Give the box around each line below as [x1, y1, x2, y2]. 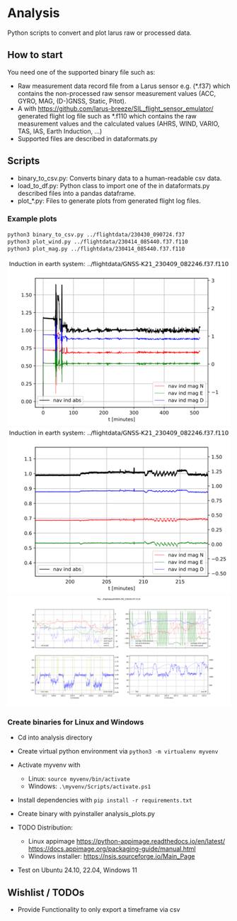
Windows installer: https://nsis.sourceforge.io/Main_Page [28, 852, 195, 861]
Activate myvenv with [17, 761, 81, 769]
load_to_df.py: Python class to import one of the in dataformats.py [17, 181, 210, 189]
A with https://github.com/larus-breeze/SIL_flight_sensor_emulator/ [17, 104, 214, 113]
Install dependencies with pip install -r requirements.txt [17, 796, 192, 805]
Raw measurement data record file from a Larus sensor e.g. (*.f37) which [17, 82, 231, 90]
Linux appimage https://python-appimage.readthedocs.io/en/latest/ [28, 837, 225, 846]
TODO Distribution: [17, 823, 73, 832]
